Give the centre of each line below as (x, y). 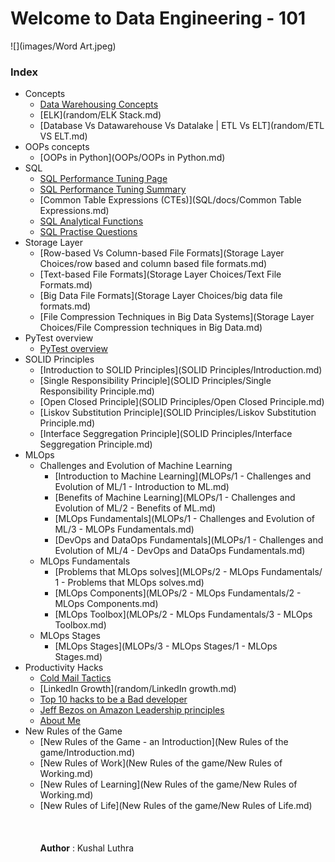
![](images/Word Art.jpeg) (63, 46)
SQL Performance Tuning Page (103, 179)
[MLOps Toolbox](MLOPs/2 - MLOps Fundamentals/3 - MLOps (183, 614)
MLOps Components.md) (106, 604)
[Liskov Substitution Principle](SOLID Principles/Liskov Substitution (178, 413)
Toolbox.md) (80, 625)
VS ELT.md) (63, 136)
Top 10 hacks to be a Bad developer (113, 699)
